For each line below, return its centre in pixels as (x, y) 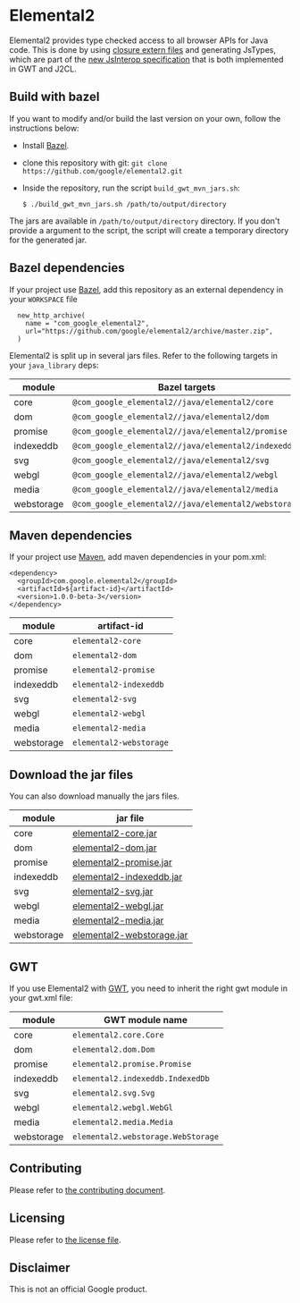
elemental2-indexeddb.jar (128, 877)
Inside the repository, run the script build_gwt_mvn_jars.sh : (131, 188)
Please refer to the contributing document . (87, 1189)
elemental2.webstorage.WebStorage (146, 1137)
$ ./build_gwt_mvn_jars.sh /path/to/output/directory (124, 204)
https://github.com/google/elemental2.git (102, 171)
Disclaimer (40, 1268)
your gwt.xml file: (41, 998)
